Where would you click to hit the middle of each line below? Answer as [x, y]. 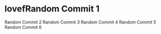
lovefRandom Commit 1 [52, 9]
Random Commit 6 [23, 27]
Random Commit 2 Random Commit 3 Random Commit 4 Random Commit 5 [80, 22]
